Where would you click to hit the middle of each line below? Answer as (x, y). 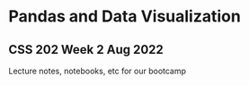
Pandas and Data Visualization (125, 17)
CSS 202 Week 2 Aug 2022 (86, 50)
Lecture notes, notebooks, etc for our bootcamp (97, 71)
